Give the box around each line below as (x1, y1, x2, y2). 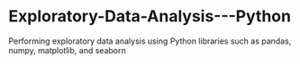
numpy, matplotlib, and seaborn (8, 44, 127, 55)
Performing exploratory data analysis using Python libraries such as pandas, (8, 36, 292, 46)
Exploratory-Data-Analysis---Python (8, 6, 292, 27)
